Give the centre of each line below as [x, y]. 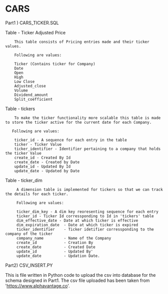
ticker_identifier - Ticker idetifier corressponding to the [85, 229]
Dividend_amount [31, 95]
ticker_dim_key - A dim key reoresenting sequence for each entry [87, 212]
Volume [21, 90]
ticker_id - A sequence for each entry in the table [71, 140]
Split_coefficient [33, 99]
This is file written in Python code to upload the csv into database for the [80, 275]
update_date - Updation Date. [58, 256]
